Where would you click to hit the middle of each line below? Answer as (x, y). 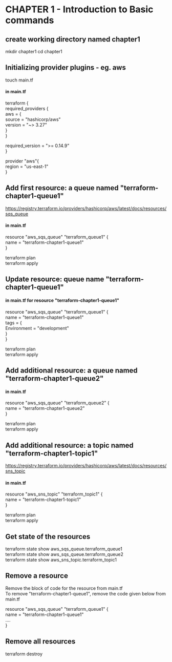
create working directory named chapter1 (73, 39)
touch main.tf (19, 80)
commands (30, 20)
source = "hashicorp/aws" (33, 119)
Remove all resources (40, 642)
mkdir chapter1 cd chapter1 (34, 51)
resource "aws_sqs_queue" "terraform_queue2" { (57, 403)
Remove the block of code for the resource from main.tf (64, 588)
